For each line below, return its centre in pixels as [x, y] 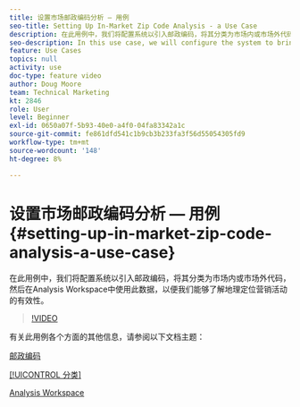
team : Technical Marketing [59, 92]
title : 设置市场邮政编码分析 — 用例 [69, 17]
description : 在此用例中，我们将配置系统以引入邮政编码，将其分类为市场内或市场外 [145, 34]
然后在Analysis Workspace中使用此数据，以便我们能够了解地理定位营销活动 [148, 289]
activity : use [36, 68]
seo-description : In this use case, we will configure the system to [142, 42]
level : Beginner [39, 117]
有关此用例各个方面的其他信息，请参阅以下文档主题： [107, 337]
